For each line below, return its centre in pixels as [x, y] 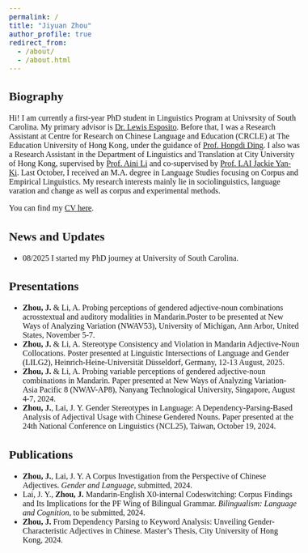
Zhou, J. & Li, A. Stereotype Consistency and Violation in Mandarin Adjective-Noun [161, 344]
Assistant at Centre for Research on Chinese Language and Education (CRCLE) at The [150, 136]
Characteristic [45, 530]
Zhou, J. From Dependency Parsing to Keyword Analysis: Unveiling [134, 521]
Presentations [44, 287]
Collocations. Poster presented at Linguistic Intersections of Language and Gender [156, 353]
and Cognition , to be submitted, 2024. [84, 513]
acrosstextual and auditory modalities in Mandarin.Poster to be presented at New [153, 317]
